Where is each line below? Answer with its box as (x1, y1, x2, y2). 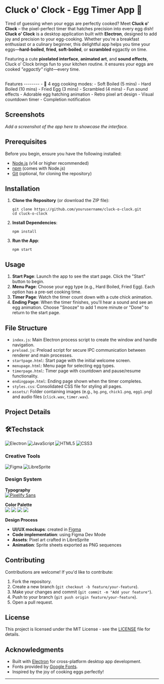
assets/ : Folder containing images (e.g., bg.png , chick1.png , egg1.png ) (12, 389, 153, 394)
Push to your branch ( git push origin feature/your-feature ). (12, 594, 138, 600)
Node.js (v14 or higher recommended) (12, 160, 89, 166)
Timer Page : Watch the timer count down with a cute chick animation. (12, 294, 153, 300)
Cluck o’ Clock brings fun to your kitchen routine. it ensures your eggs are (5, 61, 154, 67)
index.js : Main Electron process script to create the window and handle (12, 337, 157, 342)
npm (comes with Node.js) (12, 165, 66, 171)
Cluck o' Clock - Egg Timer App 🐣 (5, 4, 143, 16)
